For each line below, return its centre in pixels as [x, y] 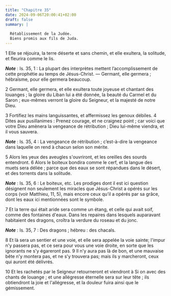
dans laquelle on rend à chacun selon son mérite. [57, 147]
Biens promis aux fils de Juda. [44, 39]
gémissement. [20, 288]
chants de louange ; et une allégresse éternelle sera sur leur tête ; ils [77, 277]
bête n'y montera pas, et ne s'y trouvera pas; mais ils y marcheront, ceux [82, 256]
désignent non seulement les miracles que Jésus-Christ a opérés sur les [81, 188]
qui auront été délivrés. [30, 262]
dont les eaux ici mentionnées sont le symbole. [55, 199]
